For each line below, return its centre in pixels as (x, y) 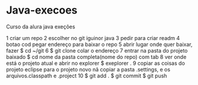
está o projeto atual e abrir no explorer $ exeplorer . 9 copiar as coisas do (95, 63)
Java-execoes (42, 10)
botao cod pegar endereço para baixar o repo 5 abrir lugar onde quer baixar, (100, 44)
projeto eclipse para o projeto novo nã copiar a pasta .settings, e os (88, 69)
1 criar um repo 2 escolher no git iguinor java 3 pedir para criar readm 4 (93, 38)
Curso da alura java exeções (41, 27)
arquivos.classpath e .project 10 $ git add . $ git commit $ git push (87, 76)
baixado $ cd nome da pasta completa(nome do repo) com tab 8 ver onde (96, 57)
